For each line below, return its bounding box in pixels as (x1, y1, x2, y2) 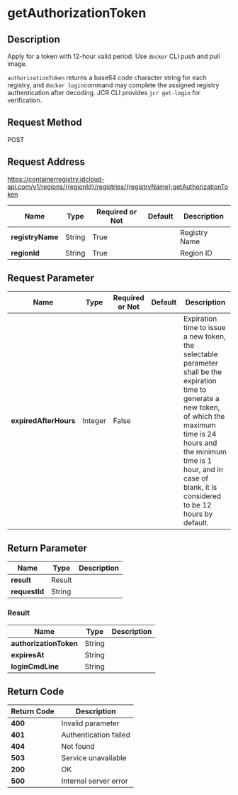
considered (183, 491, 222, 501)
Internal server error (61, 776, 129, 786)
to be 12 (183, 500, 212, 510)
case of (183, 473, 209, 483)
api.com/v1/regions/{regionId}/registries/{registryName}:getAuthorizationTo (7, 182, 229, 191)
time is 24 (183, 429, 217, 439)
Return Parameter (7, 542, 87, 554)
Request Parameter (7, 272, 94, 285)
